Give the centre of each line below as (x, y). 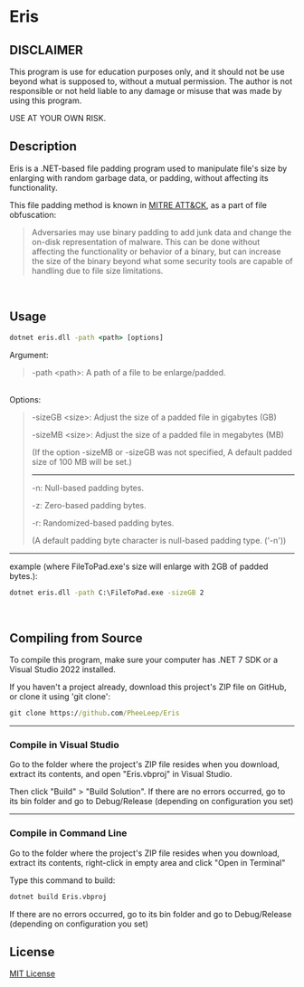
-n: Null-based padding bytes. (88, 488)
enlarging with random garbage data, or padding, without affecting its (139, 177)
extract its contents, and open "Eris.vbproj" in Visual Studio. (121, 774)
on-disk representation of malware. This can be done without (146, 242)
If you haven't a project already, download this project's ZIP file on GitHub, (148, 687)
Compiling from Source (76, 638)
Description (43, 147)
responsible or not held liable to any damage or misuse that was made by (146, 91)
